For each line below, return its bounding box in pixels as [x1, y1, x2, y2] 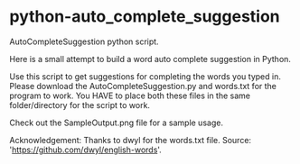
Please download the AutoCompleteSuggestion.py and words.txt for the [9, 80, 277, 91]
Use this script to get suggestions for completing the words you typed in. [9, 70, 282, 82]
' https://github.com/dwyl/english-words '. [9, 144, 163, 155]
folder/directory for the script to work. [9, 99, 151, 110]
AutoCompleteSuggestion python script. [9, 36, 160, 47]
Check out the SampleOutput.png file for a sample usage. [9, 117, 224, 128]
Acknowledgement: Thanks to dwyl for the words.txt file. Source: [9, 134, 251, 145]
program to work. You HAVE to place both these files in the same [9, 90, 251, 101]
